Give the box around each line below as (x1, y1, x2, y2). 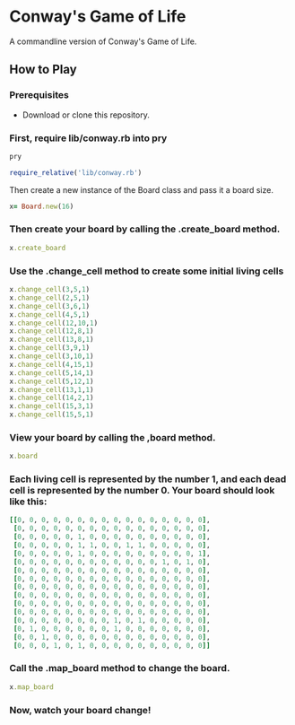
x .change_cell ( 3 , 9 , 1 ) (9, 344, 91, 353)
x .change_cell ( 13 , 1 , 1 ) (9, 385, 94, 394)
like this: (9, 495, 48, 508)
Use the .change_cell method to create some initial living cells (9, 265, 284, 277)
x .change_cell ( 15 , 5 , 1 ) (9, 410, 94, 419)
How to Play (9, 62, 78, 77)
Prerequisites (9, 89, 69, 101)
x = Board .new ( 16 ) (9, 202, 74, 211)
